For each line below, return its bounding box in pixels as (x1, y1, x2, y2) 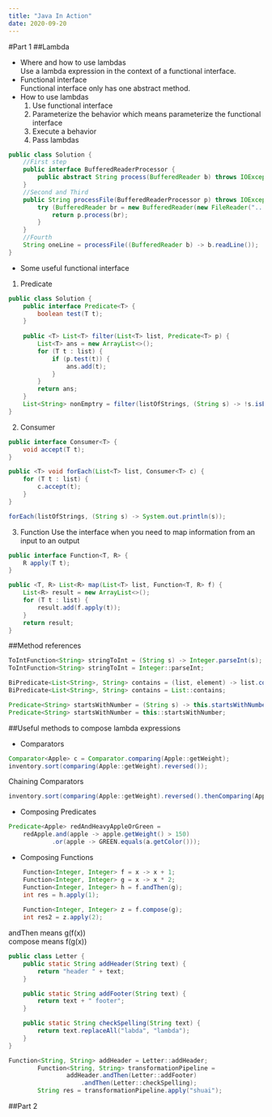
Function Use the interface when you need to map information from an (19, 527, 256, 537)
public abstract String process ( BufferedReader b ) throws (37, 173, 237, 182)
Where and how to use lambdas (19, 58, 127, 67)
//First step (23, 158, 67, 166)
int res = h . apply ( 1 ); (23, 891, 100, 899)
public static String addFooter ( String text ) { (23, 990, 186, 998)
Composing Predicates (19, 807, 97, 817)
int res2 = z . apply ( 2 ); (23, 914, 104, 922)
